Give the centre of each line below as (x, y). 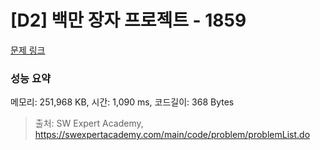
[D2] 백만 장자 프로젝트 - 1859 (128, 20)
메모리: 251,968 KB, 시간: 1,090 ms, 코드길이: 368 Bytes (122, 102)
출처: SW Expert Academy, (89, 123)
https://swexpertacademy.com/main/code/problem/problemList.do (172, 135)
